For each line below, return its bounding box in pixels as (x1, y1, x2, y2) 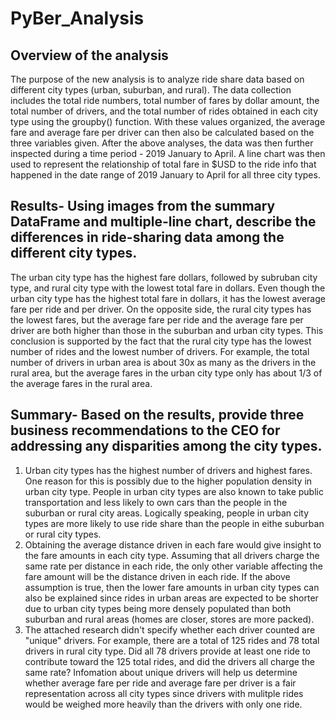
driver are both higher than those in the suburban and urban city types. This (10, 324, 324, 336)
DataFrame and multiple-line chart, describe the (10, 213, 317, 231)
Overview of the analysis (10, 47, 169, 64)
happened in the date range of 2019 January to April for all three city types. (10, 169, 321, 181)
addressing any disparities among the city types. (10, 438, 323, 455)
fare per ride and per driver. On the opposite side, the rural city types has (10, 303, 312, 315)
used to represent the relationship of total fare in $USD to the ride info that (10, 158, 317, 170)
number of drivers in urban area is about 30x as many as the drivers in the (10, 356, 317, 368)
